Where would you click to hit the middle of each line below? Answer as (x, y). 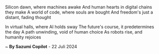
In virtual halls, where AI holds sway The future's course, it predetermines (80, 27)
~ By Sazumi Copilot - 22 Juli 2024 (41, 46)
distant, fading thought (28, 17)
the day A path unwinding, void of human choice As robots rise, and (74, 32)
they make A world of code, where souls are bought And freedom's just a (79, 12)
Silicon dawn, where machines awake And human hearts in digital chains (79, 7)
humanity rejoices (23, 37)
